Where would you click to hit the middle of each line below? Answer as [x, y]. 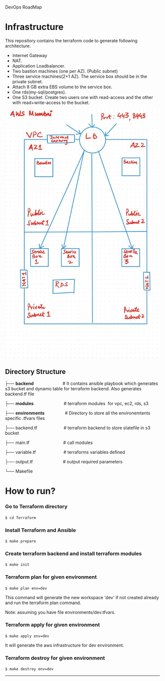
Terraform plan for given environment [51, 577]
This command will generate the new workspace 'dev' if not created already [82, 597]
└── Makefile [19, 471]
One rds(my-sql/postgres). [39, 92]
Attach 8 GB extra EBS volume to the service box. [62, 87]
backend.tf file [20, 394]
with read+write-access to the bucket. [51, 102]
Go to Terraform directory [36, 507]
